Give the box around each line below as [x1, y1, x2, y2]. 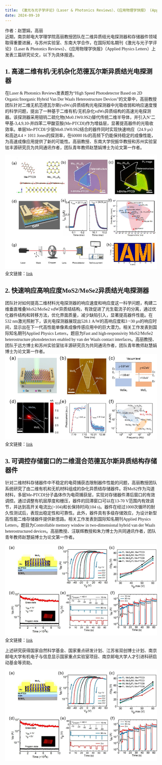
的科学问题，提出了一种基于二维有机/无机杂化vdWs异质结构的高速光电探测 [5, 109, 151, 114]
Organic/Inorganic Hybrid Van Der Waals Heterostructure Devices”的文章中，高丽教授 [5, 97, 157, 102]
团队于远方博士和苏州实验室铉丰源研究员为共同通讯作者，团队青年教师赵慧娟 [5, 343, 157, 349]
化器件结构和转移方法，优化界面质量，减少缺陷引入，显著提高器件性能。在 [5, 313, 153, 318]
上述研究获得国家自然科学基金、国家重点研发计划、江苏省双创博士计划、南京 [5, 648, 157, 653]
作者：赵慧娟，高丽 [5, 27, 43, 33]
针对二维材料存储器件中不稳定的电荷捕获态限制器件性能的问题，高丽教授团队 [5, 480, 157, 486]
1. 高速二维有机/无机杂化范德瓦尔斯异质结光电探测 [5, 67, 153, 75]
